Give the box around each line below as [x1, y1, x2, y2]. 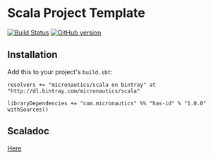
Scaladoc [7, 125, 49, 137]
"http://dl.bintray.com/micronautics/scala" [7, 87, 140, 95]
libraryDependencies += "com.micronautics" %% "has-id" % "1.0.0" [7, 100, 207, 107]
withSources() [7, 106, 49, 113]
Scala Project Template [7, 5, 146, 21]
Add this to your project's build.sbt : [7, 67, 113, 76]
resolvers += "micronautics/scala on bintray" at [7, 81, 157, 88]
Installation [7, 49, 58, 61]
